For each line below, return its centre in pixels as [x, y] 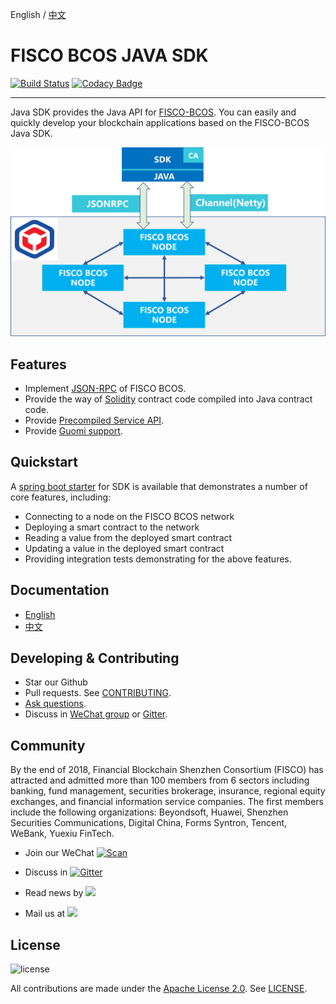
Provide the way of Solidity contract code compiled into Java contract [168, 399]
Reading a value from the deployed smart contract [128, 537]
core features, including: [61, 497]
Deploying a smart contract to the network [112, 527]
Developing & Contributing [95, 658]
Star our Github [56, 682]
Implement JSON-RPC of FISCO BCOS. [105, 388]
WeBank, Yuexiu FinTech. [62, 834]
